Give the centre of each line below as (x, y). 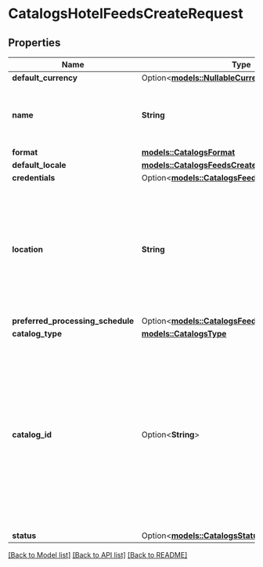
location (27, 249)
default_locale (39, 165)
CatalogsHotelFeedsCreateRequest (126, 14)
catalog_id (32, 434)
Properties (34, 43)
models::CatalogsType (184, 334)
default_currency (45, 78)
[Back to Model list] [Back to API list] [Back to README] (98, 555)
